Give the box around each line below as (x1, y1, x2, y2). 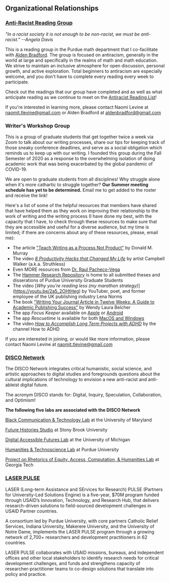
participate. (5, 79, 29, 85)
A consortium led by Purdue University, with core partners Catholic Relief (5, 518, 158, 524)
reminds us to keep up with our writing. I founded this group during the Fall (5, 150, 161, 156)
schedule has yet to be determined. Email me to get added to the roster (5, 187, 156, 193)
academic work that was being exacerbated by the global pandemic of (5, 161, 153, 167)
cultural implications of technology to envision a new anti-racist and (5, 376, 147, 383)
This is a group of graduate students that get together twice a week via (5, 134, 154, 140)
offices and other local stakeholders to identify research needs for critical (5, 554, 159, 561)
